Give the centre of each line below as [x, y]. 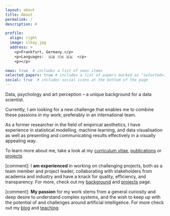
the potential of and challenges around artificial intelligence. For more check [85, 202]
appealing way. [21, 141]
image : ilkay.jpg [28, 43]
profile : [14, 33]
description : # [21, 24]
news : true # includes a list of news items [54, 71]
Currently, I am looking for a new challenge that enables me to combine [80, 110]
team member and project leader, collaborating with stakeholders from [79, 171]
